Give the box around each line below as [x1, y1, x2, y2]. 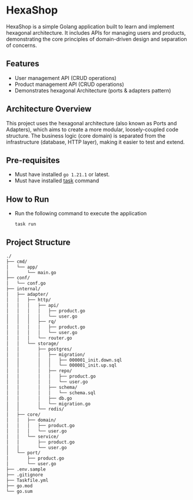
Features [6, 59, 39, 69]
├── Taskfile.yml [6, 477, 49, 483]
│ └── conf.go [6, 281, 46, 286]
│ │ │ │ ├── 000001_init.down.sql [6, 357, 122, 363]
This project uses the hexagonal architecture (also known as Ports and [6, 119, 177, 126]
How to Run [6, 194, 49, 204]
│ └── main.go [6, 269, 57, 275]
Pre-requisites [6, 155, 60, 165]
